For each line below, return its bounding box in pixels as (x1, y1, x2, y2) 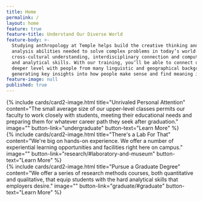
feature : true (6, 25, 42, 32)
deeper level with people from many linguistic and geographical (11, 65, 180, 71)
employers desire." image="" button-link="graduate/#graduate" (6, 182, 165, 189)
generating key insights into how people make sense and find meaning (11, 71, 193, 77)
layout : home (6, 20, 39, 26)
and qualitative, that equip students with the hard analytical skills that (6, 176, 178, 183)
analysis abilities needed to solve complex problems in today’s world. (11, 48, 199, 54)
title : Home (6, 8, 36, 15)
